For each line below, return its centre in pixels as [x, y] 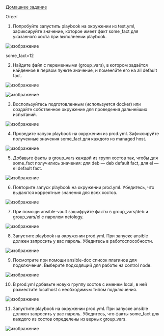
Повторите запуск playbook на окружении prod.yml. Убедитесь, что [83, 187]
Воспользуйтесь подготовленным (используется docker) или [77, 104]
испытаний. [25, 114]
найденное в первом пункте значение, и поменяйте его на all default [85, 70]
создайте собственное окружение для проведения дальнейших [80, 109]
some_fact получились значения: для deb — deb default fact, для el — [85, 163]
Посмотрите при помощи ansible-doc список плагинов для [75, 260]
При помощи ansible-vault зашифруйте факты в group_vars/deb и [81, 211]
